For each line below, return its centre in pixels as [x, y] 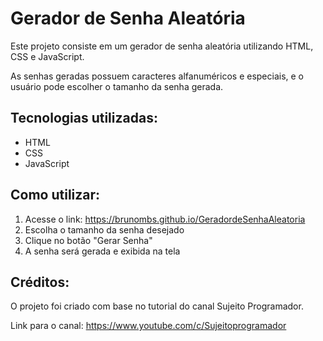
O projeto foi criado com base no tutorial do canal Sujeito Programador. [157, 306]
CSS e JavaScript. [47, 56]
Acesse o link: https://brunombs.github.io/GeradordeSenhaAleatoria [165, 219]
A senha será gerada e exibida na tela [102, 251]
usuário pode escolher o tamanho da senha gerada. [117, 86]
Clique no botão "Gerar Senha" [88, 240]
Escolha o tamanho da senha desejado [104, 229]
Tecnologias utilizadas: [84, 118]
